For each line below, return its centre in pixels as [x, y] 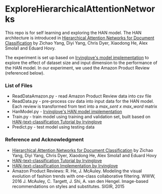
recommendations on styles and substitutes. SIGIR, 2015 [68, 186]
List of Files [19, 85]
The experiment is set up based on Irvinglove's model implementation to [77, 57]
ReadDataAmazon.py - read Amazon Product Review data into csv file [81, 96]
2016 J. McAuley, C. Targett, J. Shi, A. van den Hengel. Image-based [80, 181]
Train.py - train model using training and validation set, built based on [81, 117]
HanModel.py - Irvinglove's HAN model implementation [67, 112]
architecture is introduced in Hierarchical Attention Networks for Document [80, 38]
